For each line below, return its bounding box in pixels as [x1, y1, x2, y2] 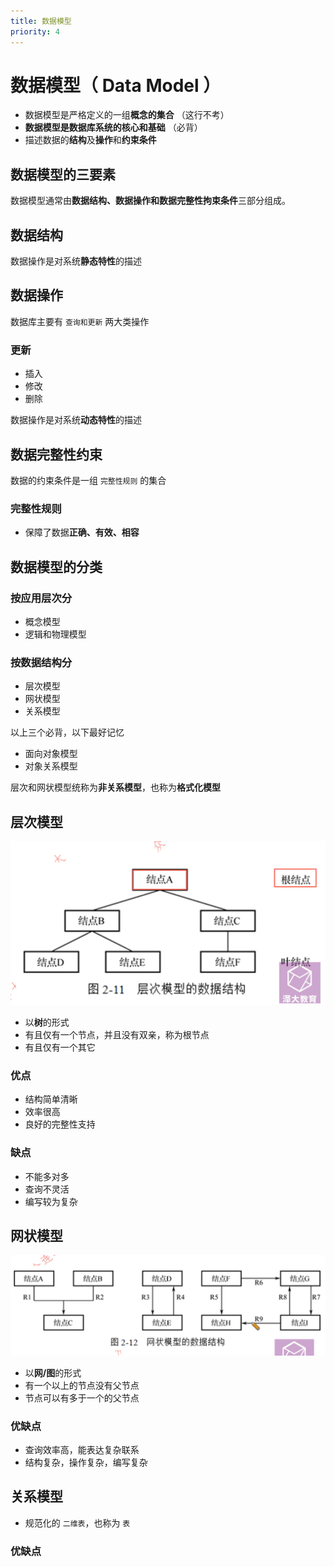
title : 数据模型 [10, 16, 72, 26]
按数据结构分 [10, 655, 73, 669]
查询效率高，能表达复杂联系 [24, 1444, 140, 1456]
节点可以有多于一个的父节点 [24, 1391, 140, 1404]
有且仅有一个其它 [24, 1041, 96, 1053]
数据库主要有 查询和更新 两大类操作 [10, 315, 150, 327]
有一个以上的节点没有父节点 [24, 1379, 140, 1391]
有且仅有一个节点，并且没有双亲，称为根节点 [24, 1028, 210, 1040]
